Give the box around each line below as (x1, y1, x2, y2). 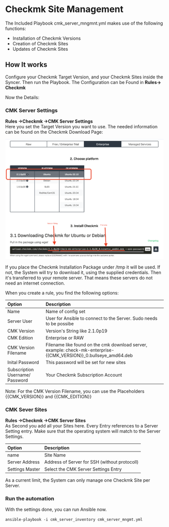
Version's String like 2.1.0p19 (45, 328, 108, 334)
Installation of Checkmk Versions (12, 35, 81, 41)
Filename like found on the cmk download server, (45, 342, 147, 348)
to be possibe (45, 321, 74, 327)
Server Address (7, 459, 40, 465)
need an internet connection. (5, 280, 65, 286)
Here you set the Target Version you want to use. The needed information (5, 124, 158, 130)
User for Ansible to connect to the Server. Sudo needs (45, 315, 157, 321)
